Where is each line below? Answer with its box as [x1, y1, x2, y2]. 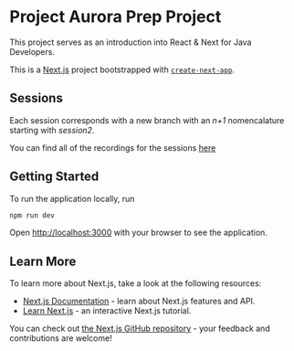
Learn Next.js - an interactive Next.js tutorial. [22, 305, 192, 316]
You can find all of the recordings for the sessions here [9, 142, 216, 153]
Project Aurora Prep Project [9, 6, 222, 27]
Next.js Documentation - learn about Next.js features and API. [22, 295, 256, 307]
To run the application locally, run [9, 193, 135, 204]
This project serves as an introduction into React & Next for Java [9, 37, 252, 48]
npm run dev [9, 210, 55, 220]
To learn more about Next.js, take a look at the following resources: [9, 278, 262, 289]
